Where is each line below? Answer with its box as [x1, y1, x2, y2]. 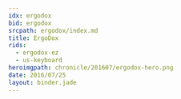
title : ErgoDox [8, 34, 59, 42]
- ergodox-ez [15, 49, 59, 57]
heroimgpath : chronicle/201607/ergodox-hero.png [8, 64, 174, 72]
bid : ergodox [8, 19, 52, 27]
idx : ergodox [8, 11, 52, 20]
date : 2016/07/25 [8, 71, 66, 79]
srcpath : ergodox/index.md [8, 26, 99, 34]
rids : [8, 42, 26, 49]
